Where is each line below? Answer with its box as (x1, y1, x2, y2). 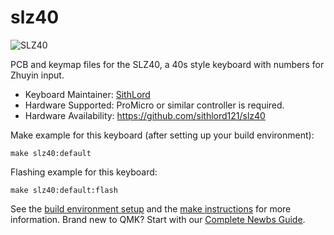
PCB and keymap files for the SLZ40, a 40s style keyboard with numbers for (10, 58, 325, 70)
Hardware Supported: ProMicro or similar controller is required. (24, 99, 285, 111)
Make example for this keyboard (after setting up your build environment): (10, 129, 315, 141)
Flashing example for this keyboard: (10, 166, 158, 178)
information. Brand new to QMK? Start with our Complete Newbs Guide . (10, 213, 306, 225)
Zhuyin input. (10, 69, 65, 81)
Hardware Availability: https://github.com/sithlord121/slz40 (24, 109, 266, 121)
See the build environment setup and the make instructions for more (10, 202, 292, 215)
